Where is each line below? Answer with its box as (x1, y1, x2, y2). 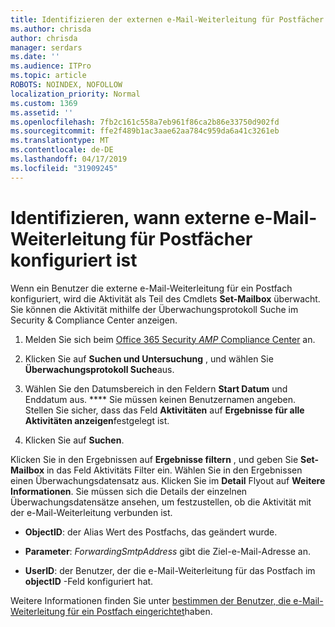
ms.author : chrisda (10, 24, 92, 34)
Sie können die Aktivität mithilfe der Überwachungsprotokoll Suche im (10, 303, 299, 315)
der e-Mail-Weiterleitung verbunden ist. (10, 506, 173, 518)
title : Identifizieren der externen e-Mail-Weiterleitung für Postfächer (10, 14, 325, 25)
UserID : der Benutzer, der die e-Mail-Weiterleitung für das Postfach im (24, 564, 316, 576)
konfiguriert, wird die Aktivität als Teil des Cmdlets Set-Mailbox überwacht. (10, 292, 321, 305)
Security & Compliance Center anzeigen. (10, 314, 178, 326)
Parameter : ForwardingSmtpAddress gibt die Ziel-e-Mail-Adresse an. (24, 545, 311, 557)
